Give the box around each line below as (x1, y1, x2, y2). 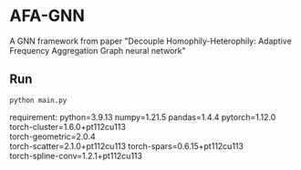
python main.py (9, 95, 67, 105)
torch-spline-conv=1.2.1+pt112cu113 (9, 150, 143, 161)
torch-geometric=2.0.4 (9, 131, 96, 142)
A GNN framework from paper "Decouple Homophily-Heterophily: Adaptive (9, 35, 292, 46)
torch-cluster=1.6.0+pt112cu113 (9, 121, 126, 132)
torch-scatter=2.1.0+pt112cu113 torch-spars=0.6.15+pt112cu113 (9, 140, 244, 151)
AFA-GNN (9, 5, 85, 26)
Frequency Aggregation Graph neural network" (9, 45, 186, 55)
